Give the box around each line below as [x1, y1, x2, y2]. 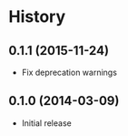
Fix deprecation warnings [21, 67, 117, 78]
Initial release [21, 117, 72, 129]
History [8, 6, 66, 27]
